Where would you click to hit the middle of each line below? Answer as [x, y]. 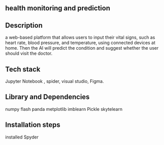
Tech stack [23, 69]
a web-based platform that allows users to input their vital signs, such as [80, 38]
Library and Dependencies [47, 97]
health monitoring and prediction [58, 8]
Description [24, 25]
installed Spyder [22, 137]
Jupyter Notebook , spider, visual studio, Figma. [55, 81]
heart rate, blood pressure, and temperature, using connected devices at [80, 43]
